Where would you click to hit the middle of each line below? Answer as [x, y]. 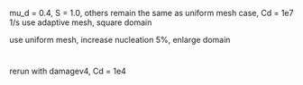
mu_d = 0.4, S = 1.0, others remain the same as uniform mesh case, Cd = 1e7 [151, 13]
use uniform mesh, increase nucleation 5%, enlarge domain [120, 40]
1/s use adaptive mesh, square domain [81, 22]
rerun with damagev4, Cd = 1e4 [68, 72]
